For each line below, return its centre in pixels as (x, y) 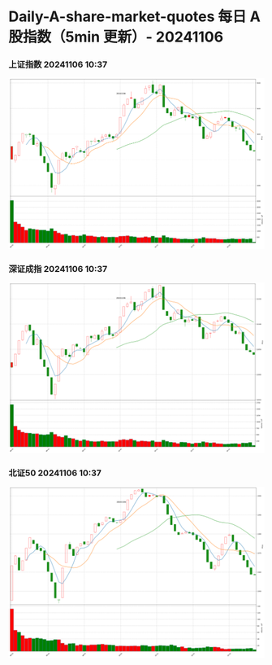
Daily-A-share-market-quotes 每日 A (135, 17)
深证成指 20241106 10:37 (58, 269)
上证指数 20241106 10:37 (58, 64)
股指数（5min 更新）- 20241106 (116, 37)
